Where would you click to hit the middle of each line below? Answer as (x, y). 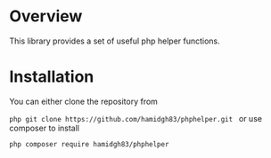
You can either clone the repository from (84, 101)
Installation (52, 77)
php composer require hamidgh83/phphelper (89, 144)
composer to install (45, 128)
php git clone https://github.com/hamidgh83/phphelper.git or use (136, 118)
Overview (46, 16)
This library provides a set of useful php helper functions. (115, 41)
